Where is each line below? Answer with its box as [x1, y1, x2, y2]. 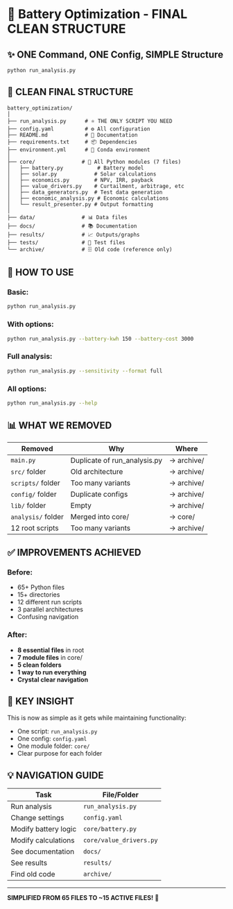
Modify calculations [10, 835, 75, 845]
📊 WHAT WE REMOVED [7, 420, 112, 432]
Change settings [10, 813, 64, 823]
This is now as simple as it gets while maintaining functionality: [7, 714, 187, 722]
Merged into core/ [70, 511, 130, 521]
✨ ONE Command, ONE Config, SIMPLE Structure [7, 49, 224, 60]
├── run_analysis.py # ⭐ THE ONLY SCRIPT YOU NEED [7, 117, 173, 124]
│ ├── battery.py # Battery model [7, 164, 144, 171]
